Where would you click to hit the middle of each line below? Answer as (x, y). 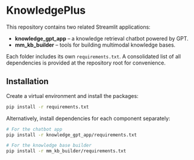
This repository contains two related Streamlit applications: (78, 27)
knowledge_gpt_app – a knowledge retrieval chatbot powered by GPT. (101, 38)
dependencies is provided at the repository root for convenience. (86, 63)
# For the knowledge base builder (49, 146)
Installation (27, 81)
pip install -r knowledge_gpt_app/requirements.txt (71, 135)
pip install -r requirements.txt (48, 107)
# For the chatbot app (34, 129)
